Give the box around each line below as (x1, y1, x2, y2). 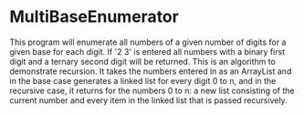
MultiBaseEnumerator (9, 6, 180, 27)
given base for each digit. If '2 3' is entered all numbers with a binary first (9, 46, 286, 57)
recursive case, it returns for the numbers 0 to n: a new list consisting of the (9, 85, 295, 96)
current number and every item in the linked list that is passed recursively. (9, 94, 288, 106)
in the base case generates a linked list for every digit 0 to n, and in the (9, 75, 277, 86)
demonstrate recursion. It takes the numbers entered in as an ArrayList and (9, 66, 292, 77)
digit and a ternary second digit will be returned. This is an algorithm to (9, 56, 277, 67)
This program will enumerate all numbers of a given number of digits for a (9, 37, 287, 47)
